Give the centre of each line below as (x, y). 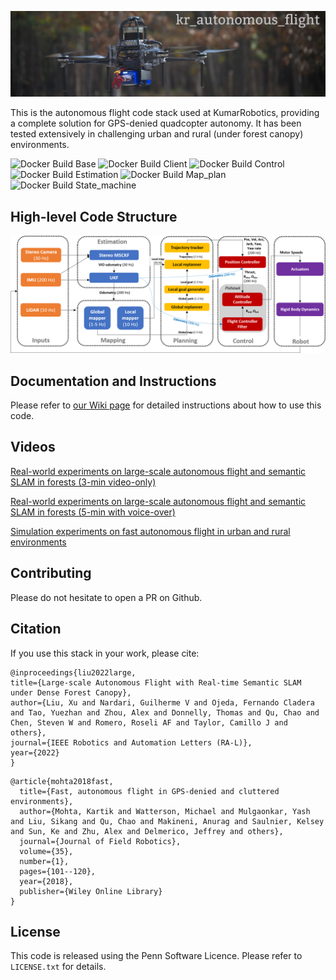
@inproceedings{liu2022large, (73, 672)
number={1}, (44, 861)
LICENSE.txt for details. (58, 967)
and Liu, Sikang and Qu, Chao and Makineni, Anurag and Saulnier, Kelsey (167, 821)
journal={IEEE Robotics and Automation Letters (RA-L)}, (131, 742)
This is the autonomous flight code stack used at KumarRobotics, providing (165, 113)
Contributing (51, 573)
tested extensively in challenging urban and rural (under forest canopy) (157, 134)
